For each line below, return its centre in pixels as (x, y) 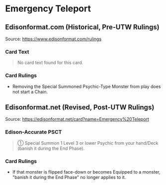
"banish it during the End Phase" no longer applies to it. (69, 177)
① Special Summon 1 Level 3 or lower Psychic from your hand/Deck (88, 143)
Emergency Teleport (48, 9)
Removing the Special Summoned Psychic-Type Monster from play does (86, 86)
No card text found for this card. (50, 63)
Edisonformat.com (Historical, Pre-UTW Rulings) (83, 27)
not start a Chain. (30, 92)
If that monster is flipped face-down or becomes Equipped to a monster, (86, 172)
